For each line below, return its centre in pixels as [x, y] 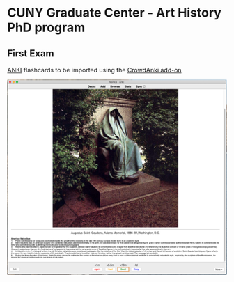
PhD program [46, 28]
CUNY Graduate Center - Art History [114, 13]
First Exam [31, 53]
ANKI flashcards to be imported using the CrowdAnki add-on [95, 70]
